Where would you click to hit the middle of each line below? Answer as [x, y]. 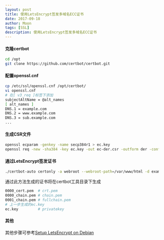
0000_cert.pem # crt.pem [31, 191]
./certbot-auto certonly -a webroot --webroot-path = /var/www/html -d [77, 172]
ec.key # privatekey [35, 209]
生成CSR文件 [18, 134]
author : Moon [18, 23]
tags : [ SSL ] [17, 28]
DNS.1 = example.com [26, 109]
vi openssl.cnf [20, 91]
